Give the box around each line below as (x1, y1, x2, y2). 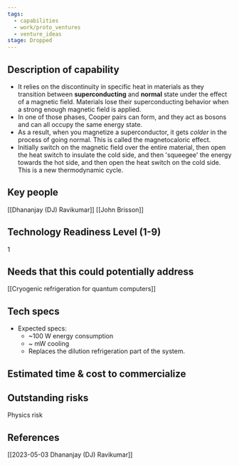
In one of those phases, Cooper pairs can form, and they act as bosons (17, 112, 227, 121)
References (7, 431, 60, 443)
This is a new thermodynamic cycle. (17, 166, 124, 174)
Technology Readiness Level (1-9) (7, 226, 161, 238)
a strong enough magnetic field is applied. (17, 105, 142, 113)
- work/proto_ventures (14, 24, 81, 31)
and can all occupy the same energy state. (17, 120, 143, 128)
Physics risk (7, 411, 43, 420)
